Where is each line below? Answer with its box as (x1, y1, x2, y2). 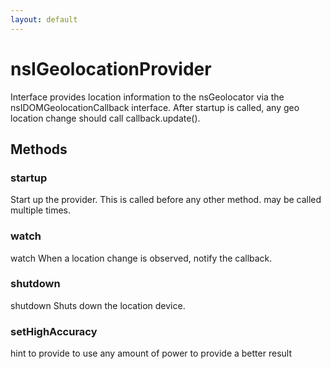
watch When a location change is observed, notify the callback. (10, 252, 273, 264)
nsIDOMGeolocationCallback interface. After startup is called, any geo (10, 101, 300, 113)
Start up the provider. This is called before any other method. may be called (10, 194, 322, 206)
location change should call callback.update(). (10, 112, 201, 124)
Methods (10, 141, 68, 158)
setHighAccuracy (10, 324, 98, 338)
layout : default (10, 14, 78, 25)
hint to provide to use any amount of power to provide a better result (10, 347, 292, 360)
